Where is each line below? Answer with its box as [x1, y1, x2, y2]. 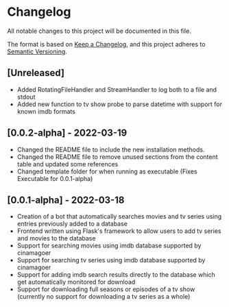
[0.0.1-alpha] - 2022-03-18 [7, 194, 125, 206]
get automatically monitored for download [16, 278, 136, 286]
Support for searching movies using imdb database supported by [16, 241, 202, 250]
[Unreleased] [7, 67, 65, 79]
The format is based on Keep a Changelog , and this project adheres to [7, 40, 206, 48]
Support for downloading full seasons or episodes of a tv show [16, 285, 195, 293]
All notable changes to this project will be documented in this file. [7, 27, 192, 35]
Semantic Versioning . [7, 47, 67, 56]
